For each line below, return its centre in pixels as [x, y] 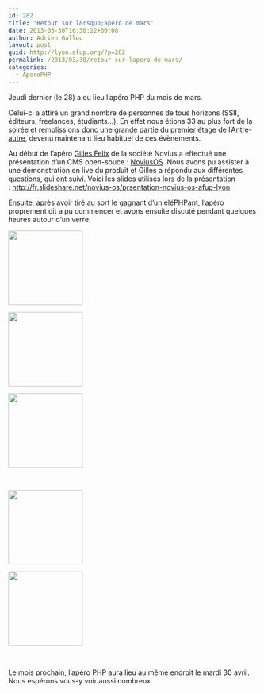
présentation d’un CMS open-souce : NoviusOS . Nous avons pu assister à [129, 162]
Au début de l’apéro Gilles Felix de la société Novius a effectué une [117, 153]
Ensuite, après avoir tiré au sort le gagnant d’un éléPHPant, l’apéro [116, 202]
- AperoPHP [33, 75]
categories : [28, 67]
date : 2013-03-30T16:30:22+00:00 [63, 30]
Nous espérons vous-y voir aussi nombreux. [80, 680]
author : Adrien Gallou [46, 38]
